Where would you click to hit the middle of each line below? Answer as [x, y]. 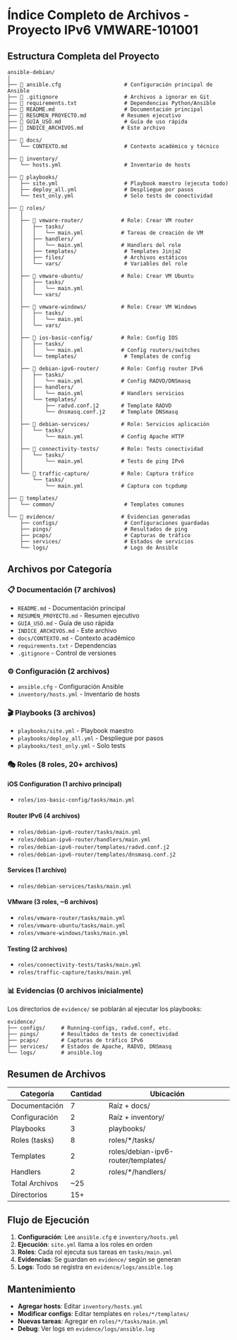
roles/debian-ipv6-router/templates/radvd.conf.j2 [93, 847]
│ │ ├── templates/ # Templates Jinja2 [94, 251]
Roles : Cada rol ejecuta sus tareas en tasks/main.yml [95, 1252]
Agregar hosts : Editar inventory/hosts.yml [80, 1306]
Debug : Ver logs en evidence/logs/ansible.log [86, 1328]
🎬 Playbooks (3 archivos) [51, 713]
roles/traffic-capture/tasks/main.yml [74, 973]
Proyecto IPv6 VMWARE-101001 [103, 30]
